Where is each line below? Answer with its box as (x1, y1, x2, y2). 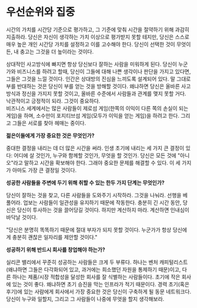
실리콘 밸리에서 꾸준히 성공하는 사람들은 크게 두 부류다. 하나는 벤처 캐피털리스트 (6, 259, 188, 266)
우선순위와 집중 (6, 5, 75, 19)
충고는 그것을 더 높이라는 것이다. (19, 48, 94, 55)
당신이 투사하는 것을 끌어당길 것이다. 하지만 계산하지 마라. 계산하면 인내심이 (16, 206, 190, 213)
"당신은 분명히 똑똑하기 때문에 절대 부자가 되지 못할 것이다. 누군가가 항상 (6, 226, 172, 233)
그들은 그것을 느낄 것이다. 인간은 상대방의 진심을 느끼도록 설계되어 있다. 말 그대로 (6, 75, 191, 82)
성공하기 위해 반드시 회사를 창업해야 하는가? (6, 246, 106, 253)
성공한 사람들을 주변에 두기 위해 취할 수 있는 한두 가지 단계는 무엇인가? (6, 179, 165, 186)
